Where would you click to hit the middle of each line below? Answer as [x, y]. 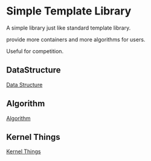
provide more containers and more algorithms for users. [76, 39]
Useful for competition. [35, 51]
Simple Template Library [69, 11]
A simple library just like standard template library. [69, 28]
